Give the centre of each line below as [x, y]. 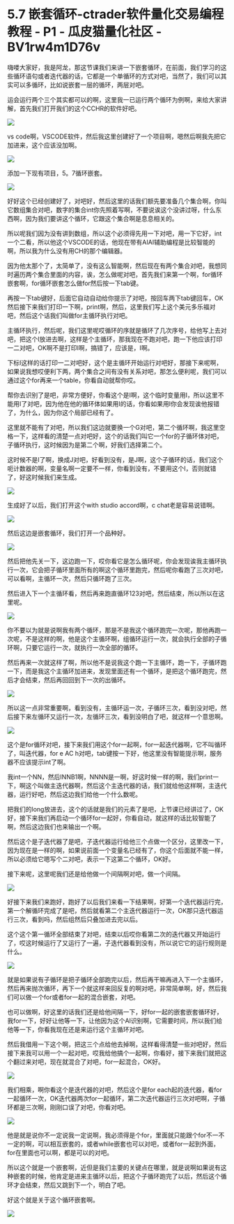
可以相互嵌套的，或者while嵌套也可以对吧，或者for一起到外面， [128, 1144]
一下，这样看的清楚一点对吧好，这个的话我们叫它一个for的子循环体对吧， [118, 436]
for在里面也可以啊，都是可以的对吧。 [60, 1152]
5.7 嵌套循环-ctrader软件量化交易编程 [116, 14]
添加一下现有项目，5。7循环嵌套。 [57, 173]
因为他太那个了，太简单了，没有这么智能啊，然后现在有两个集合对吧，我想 [114, 266]
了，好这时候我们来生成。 [44, 477]
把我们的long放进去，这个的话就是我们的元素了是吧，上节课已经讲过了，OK [116, 809]
